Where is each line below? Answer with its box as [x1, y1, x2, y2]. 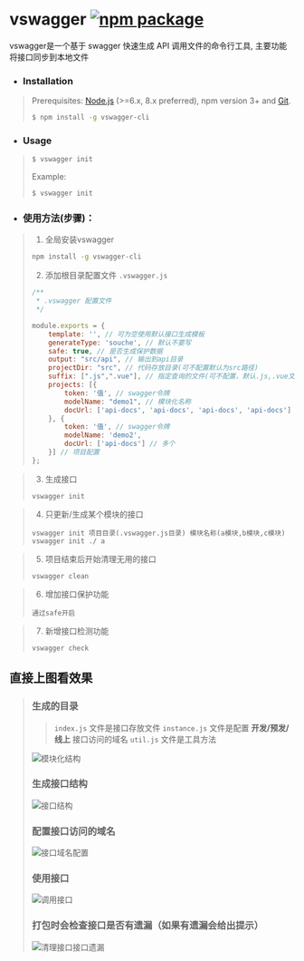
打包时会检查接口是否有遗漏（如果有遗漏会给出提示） [31, 919, 264, 932]
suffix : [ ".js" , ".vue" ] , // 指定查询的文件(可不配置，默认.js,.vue [48, 372, 289, 381]
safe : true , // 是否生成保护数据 [48, 346, 164, 355]
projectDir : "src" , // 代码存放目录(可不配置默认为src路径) [48, 364, 260, 373]
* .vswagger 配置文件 [35, 296, 112, 306]
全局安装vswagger [44, 234, 115, 245]
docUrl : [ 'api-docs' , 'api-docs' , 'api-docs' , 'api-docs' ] [64, 405, 292, 414]
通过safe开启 [31, 608, 75, 617]
